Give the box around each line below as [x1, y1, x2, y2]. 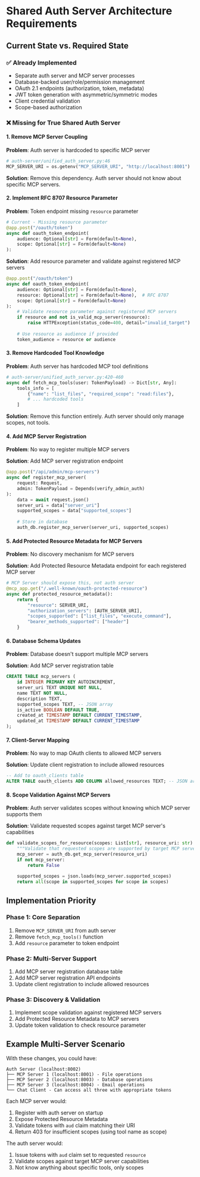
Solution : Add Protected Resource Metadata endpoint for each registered [6, 562, 186, 569]
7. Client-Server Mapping [6, 736, 70, 744]
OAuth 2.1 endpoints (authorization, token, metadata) [14, 85, 145, 92]
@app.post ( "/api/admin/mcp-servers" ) [6, 469, 100, 475]
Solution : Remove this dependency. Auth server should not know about [6, 174, 182, 181]
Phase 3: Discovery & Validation [6, 996, 101, 1004]
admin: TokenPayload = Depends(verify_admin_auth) [17, 485, 145, 491]
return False [27, 862, 60, 868]
